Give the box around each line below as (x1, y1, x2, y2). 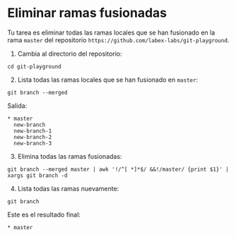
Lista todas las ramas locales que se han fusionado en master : (17, 75, 199, 84)
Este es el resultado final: (7, 210, 81, 219)
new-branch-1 (13, 127, 52, 135)
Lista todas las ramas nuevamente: (17, 184, 119, 193)
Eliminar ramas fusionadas (7, 5, 167, 21)
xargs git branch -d (7, 171, 69, 179)
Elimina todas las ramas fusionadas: (17, 152, 122, 160)
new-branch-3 (13, 140, 52, 147)
